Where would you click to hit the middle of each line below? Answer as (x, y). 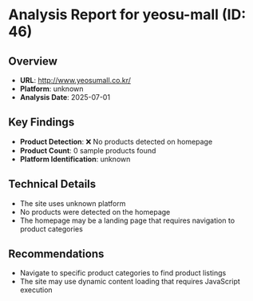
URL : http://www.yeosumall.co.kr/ (75, 80)
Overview (33, 61)
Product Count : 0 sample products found (88, 150)
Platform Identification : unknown (75, 159)
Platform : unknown (51, 89)
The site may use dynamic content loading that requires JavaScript (130, 282)
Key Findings (42, 123)
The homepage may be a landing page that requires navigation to (127, 220)
